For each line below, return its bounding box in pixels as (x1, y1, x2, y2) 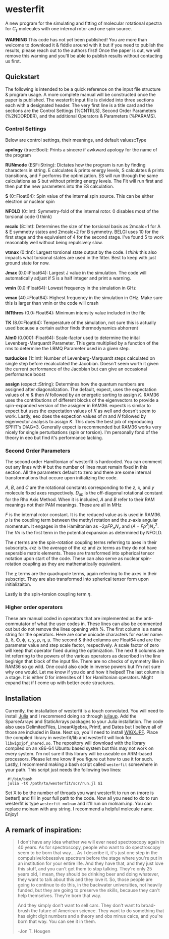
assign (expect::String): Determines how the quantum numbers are (5, 381, 145, 387)
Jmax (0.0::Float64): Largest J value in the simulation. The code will (5, 269, 147, 275)
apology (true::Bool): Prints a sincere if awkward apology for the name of (5, 146, 157, 152)
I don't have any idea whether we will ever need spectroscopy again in (17, 839, 164, 845)
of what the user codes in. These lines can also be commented (31, 621, 162, 627)
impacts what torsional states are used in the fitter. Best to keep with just (5, 254, 156, 260)
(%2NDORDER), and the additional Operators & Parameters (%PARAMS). (5, 113, 156, 119)
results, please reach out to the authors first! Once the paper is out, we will (5, 47, 160, 53)
